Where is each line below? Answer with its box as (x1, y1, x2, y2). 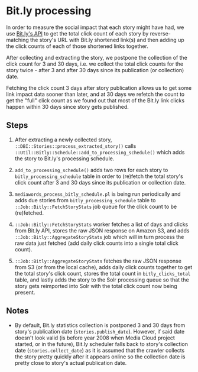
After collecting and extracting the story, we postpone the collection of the (6, 54, 188, 61)
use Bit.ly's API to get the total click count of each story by (6, 30, 149, 37)
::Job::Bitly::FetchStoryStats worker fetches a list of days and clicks (14, 221, 189, 228)
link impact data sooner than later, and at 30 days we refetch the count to (6, 90, 185, 98)
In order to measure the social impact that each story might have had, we (6, 24, 184, 31)
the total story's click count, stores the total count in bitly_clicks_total (14, 270, 191, 277)
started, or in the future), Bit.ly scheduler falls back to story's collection (14, 340, 188, 347)
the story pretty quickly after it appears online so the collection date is (14, 353, 186, 360)
